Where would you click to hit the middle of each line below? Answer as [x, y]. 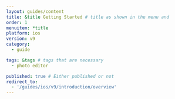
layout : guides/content [35, 11]
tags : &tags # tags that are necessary [55, 60]
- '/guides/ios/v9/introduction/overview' [64, 87]
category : [18, 45]
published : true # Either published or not [60, 76]
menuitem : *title [27, 28]
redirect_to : [22, 82]
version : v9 [21, 39]
